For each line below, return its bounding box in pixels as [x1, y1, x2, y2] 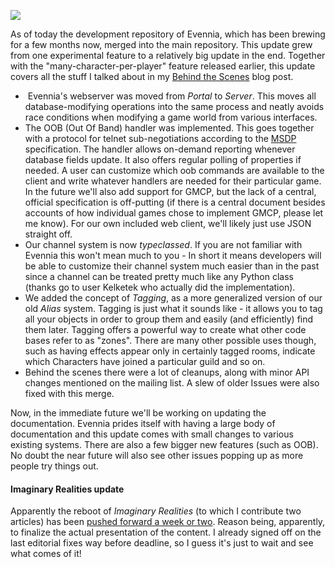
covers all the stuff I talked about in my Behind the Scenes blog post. [10, 71, 294, 82]
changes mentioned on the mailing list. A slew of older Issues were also [24, 377, 320, 389]
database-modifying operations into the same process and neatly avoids [24, 101, 325, 112]
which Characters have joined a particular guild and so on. [24, 356, 266, 367]
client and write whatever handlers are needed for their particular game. [24, 175, 322, 187]
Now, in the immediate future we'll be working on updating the [10, 407, 267, 419]
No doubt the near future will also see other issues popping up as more [10, 450, 304, 461]
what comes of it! [10, 548, 82, 560]
